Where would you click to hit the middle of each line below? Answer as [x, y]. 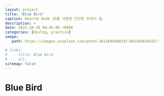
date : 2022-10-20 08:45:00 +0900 [39, 28]
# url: [16, 59]
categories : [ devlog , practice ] [38, 32]
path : [17, 41]
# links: [14, 50]
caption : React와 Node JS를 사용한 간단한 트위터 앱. [55, 19]
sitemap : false [20, 64]
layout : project [21, 10]
